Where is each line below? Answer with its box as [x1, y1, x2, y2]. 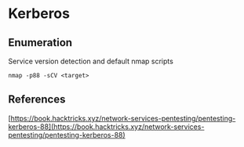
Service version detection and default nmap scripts [8, 56, 174, 66]
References [8, 93, 66, 106]
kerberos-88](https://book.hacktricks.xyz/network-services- [8, 122, 205, 131]
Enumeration [8, 36, 73, 49]
